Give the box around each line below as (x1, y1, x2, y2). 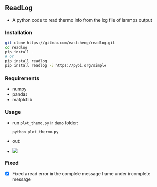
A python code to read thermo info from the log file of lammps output (12, 17, 152, 23)
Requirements (5, 75, 40, 81)
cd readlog (5, 45, 27, 50)
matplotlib (12, 96, 33, 102)
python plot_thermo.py (12, 129, 59, 134)
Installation (5, 29, 33, 36)
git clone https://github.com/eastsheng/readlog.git (5, 40, 115, 46)
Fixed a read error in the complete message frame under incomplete (12, 171, 151, 177)
